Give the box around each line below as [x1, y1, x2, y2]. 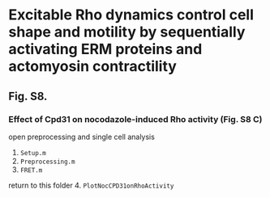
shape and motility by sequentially [8, 23, 246, 41]
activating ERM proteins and [8, 40, 203, 58]
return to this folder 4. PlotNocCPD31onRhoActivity [8, 180, 174, 190]
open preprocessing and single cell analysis [8, 132, 156, 141]
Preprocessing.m [19, 158, 75, 166]
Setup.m [19, 149, 46, 157]
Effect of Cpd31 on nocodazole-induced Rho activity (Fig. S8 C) [8, 113, 263, 124]
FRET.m [19, 166, 43, 175]
